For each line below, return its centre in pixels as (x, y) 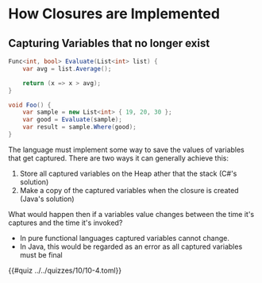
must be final (41, 254)
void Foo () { (30, 105)
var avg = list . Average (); (67, 68)
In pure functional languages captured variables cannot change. (125, 238)
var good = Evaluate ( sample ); (73, 120)
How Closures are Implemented (114, 14)
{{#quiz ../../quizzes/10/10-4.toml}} (65, 270)
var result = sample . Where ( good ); (79, 127)
